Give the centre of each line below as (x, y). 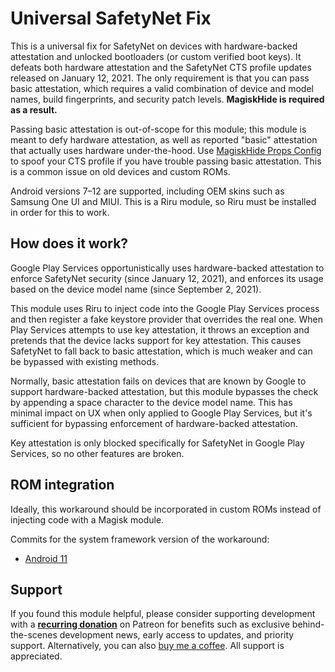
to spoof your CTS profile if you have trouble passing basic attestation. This (166, 161)
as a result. (34, 109)
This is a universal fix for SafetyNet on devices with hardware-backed (154, 46)
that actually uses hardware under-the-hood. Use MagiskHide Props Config (166, 150)
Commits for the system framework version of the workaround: (140, 539)
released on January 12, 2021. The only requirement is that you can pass (160, 78)
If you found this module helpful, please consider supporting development (163, 614)
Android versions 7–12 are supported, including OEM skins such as (147, 191)
